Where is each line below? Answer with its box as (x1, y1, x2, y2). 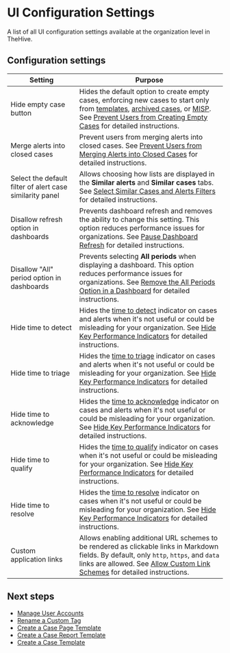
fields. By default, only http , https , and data (79, 550, 220, 560)
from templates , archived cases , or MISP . (79, 104, 212, 113)
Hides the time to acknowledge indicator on (79, 396, 219, 406)
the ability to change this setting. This (79, 214, 200, 224)
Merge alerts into (10, 141, 66, 150)
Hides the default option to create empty (79, 87, 209, 96)
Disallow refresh (10, 214, 63, 224)
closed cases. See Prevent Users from (79, 141, 203, 150)
